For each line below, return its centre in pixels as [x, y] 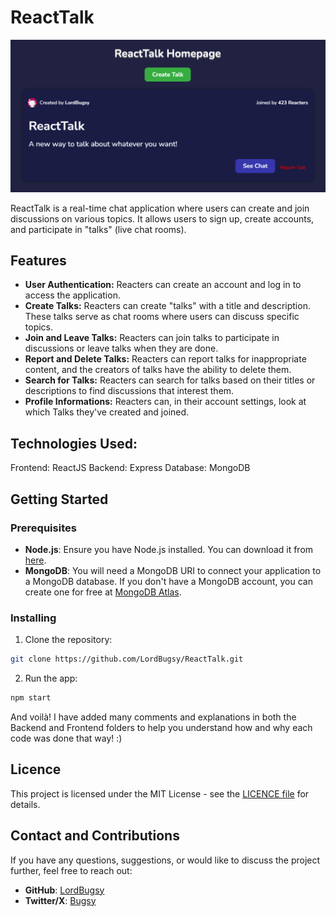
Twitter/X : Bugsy [60, 900]
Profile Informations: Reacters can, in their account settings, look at [165, 402]
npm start [31, 698]
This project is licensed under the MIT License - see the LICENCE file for [160, 793]
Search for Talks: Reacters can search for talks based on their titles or [170, 380]
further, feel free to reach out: [71, 870]
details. [25, 804]
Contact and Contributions [95, 836]
